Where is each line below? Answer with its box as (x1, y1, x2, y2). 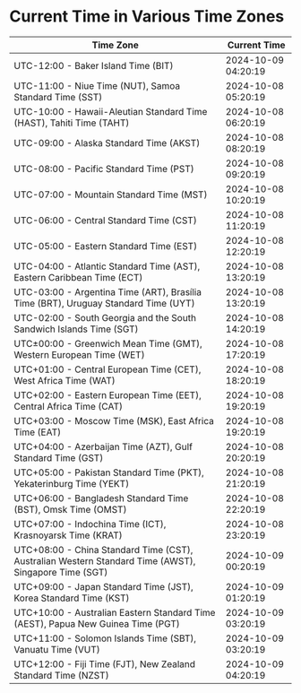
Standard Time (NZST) (13, 669, 109, 681)
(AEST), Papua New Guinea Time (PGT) (13, 617, 181, 629)
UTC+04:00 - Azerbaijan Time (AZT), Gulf (13, 440, 193, 453)
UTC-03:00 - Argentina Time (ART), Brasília (13, 285, 202, 298)
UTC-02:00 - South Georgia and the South (13, 311, 197, 324)
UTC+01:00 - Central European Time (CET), (13, 363, 202, 376)
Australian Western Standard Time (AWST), (13, 554, 196, 567)
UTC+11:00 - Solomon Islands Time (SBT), (13, 632, 197, 645)
